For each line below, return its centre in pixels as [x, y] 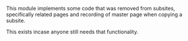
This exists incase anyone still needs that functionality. [72, 32]
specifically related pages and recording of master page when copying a [94, 14]
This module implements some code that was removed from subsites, [91, 8]
